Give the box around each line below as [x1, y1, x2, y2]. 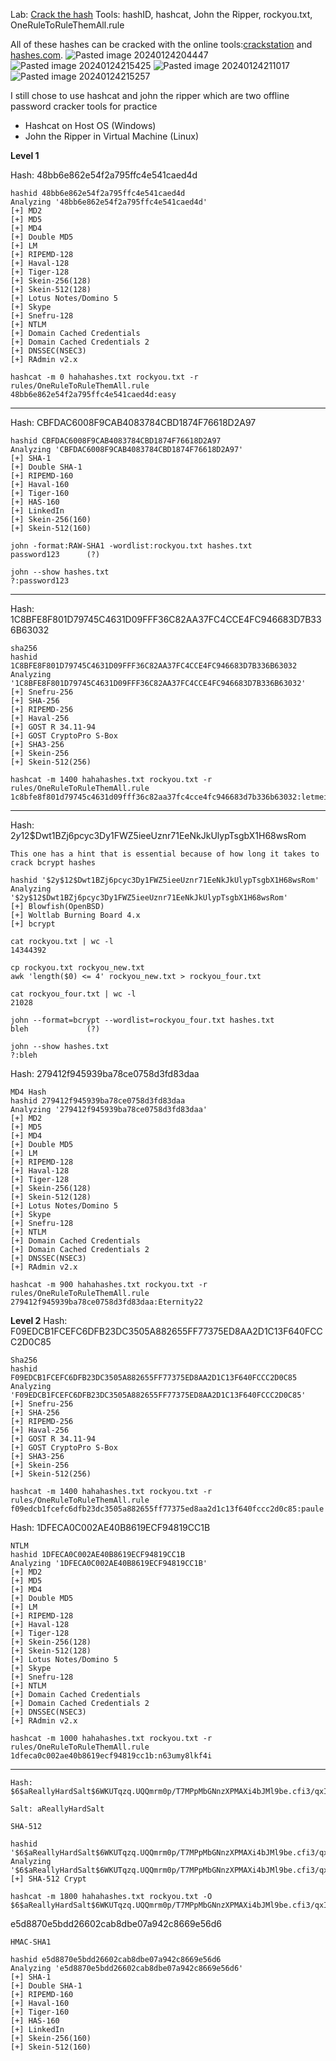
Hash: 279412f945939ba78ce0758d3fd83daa [10, 1068, 200, 1079]
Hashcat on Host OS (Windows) [24, 120, 157, 131]
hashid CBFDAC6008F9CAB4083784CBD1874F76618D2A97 [10, 436, 222, 446]
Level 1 [10, 150, 40, 161]
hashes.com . [10, 49, 64, 61]
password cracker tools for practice [10, 100, 158, 112]
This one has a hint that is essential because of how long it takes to [10, 849, 320, 859]
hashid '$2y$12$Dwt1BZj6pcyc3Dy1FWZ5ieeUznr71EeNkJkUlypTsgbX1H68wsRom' [10, 875, 320, 885]
